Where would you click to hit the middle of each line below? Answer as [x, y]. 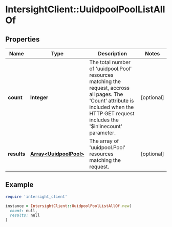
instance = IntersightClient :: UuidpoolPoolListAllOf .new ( [68, 206]
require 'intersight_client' [36, 197]
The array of [104, 141]
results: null [25, 215]
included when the [112, 107]
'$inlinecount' [106, 126]
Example [19, 185]
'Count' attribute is [112, 101]
